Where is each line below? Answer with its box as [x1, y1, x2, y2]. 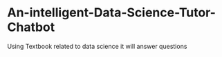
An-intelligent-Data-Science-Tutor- [7, 5, 216, 21]
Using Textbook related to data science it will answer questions [7, 42, 187, 50]
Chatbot [7, 19, 55, 35]
